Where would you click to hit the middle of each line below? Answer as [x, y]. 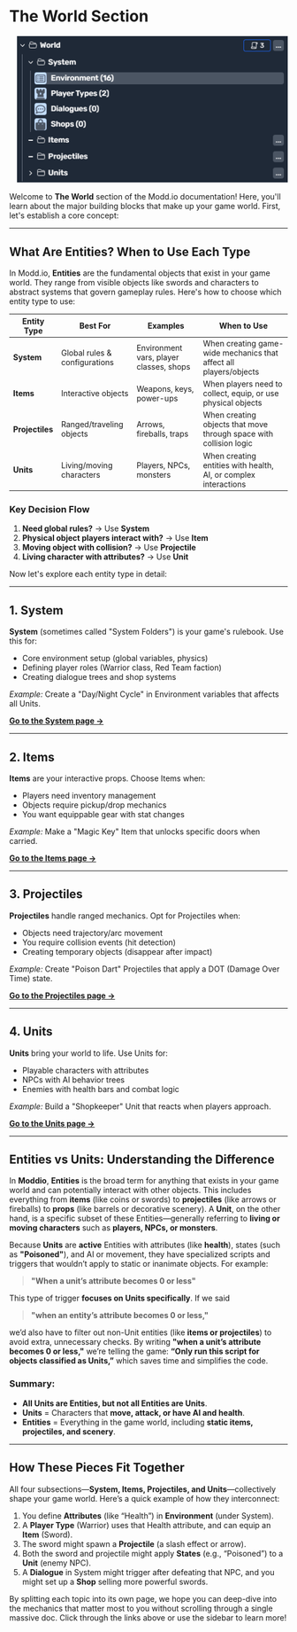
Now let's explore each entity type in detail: [88, 574]
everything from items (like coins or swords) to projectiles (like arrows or [143, 1199]
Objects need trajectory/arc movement [92, 933]
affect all [219, 362]
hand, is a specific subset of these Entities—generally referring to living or [145, 1218]
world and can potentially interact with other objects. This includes [130, 1191]
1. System [36, 610]
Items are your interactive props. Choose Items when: [107, 778]
